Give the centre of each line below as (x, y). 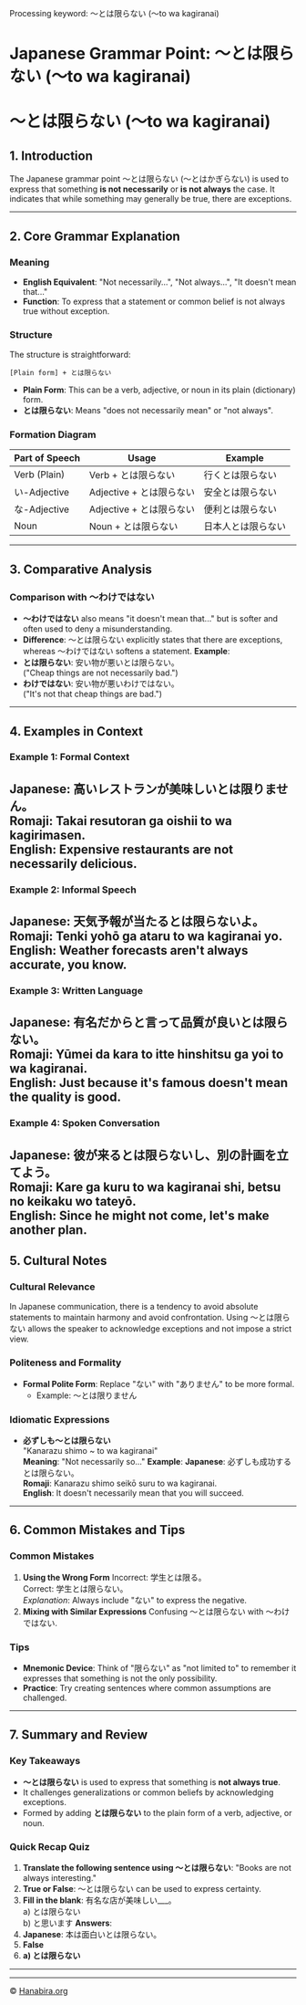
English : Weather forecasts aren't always (129, 950)
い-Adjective (42, 493)
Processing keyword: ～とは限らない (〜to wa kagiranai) (115, 13)
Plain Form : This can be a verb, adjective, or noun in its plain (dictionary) (159, 390)
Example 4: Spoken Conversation (85, 1123)
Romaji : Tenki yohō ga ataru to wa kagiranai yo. (146, 937)
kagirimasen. (48, 835)
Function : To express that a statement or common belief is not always (153, 301)
